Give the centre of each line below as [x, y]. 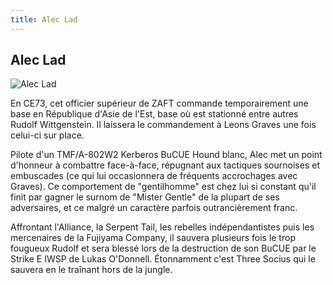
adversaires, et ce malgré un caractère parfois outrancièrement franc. [154, 208]
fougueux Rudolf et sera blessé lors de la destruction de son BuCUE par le [163, 248]
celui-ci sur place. [47, 135]
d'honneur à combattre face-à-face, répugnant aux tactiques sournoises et [165, 165]
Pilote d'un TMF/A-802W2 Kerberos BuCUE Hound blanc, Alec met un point [166, 155]
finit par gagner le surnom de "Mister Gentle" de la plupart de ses [145, 197]
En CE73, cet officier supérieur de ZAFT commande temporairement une [159, 103]
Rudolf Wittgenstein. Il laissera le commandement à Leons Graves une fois [163, 125]
